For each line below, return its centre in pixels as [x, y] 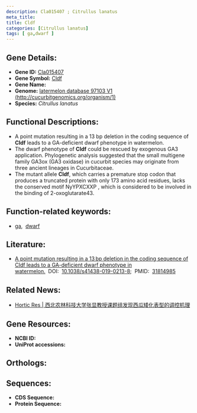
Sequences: [29, 383]
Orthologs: [27, 363]
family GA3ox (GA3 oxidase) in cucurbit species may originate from [97, 161]
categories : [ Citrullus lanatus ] [47, 28]
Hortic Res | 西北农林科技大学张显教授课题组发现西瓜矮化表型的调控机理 [102, 305]
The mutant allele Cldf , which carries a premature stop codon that [95, 174]
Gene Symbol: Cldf [38, 78]
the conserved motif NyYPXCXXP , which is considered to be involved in [103, 187]
